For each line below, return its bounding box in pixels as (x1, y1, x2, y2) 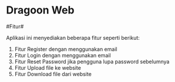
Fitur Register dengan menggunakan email (14, 45, 117, 53)
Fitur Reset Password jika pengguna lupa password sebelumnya (14, 58, 170, 65)
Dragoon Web (6, 4, 75, 17)
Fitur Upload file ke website (14, 64, 81, 71)
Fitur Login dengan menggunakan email (14, 52, 111, 59)
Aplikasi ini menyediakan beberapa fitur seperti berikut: (6, 34, 140, 41)
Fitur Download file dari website (14, 70, 92, 77)
